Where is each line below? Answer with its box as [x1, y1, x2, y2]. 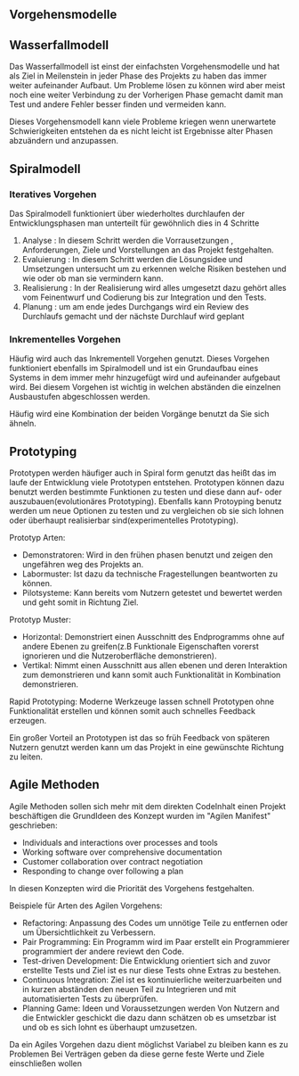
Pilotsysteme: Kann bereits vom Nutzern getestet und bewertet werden [21, 588, 283, 598]
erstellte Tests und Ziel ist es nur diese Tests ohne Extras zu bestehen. [21, 964, 282, 975]
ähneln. [9, 418, 37, 429]
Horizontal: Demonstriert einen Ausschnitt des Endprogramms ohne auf [21, 632, 285, 641]
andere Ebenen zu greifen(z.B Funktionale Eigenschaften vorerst [21, 641, 260, 651]
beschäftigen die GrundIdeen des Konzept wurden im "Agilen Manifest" [9, 810, 271, 821]
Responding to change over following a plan [21, 865, 184, 876]
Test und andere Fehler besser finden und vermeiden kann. [9, 99, 227, 110]
